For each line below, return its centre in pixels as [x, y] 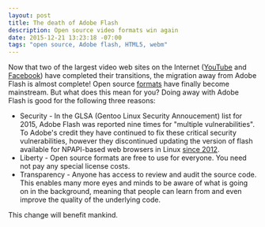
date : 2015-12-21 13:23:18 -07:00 [65, 37]
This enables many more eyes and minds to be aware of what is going [134, 183]
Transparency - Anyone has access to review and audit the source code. [138, 175]
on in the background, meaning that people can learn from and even [131, 192]
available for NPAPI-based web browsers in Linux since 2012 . [119, 150]
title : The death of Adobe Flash [63, 23]
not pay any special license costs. [75, 166]
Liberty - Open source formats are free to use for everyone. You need [133, 158]
